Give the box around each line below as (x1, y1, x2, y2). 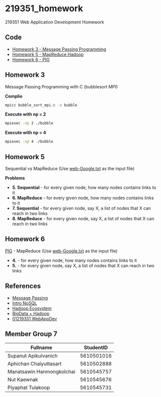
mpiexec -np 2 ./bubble (5, 121, 54, 126)
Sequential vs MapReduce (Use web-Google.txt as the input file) (5, 166, 135, 171)
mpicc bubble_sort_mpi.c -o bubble (5, 103, 78, 107)
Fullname (30, 344, 53, 351)
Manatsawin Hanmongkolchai (7, 368, 76, 375)
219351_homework (5, 3, 83, 14)
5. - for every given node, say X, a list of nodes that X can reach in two (12, 262, 155, 269)
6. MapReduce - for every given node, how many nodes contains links (12, 195, 154, 201)
